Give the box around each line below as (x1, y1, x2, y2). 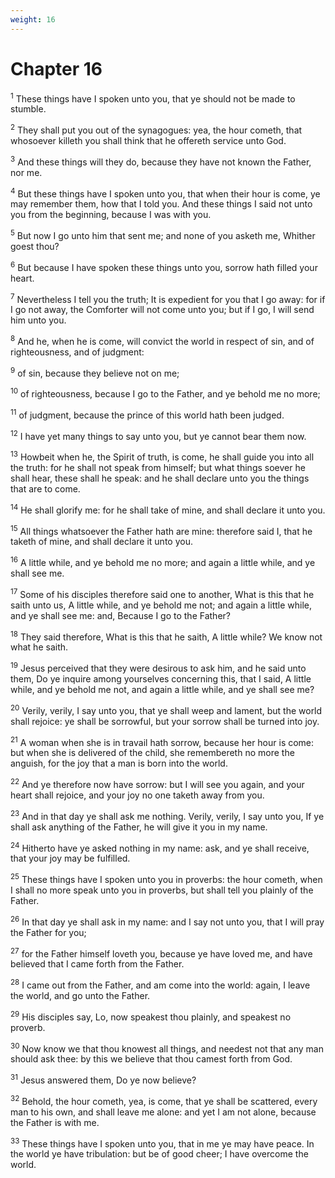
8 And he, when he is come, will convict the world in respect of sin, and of (10, 334, 315, 347)
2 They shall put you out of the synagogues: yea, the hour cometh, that (10, 122, 303, 136)
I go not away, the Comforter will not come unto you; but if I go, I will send (10, 304, 315, 316)
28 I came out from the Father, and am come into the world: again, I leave (10, 977, 311, 991)
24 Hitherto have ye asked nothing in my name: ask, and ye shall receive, (10, 840, 310, 854)
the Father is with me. (10, 1116, 100, 1128)
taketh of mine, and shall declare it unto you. (10, 536, 193, 548)
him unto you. (10, 314, 67, 326)
